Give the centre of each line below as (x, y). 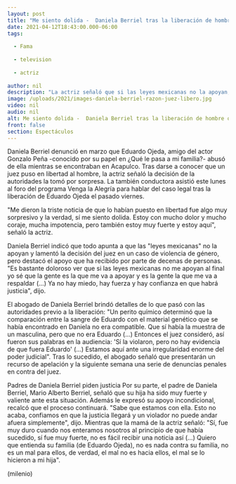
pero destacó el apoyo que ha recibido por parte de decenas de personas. (115, 261)
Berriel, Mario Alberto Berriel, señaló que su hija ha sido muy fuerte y (107, 393)
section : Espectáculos (40, 132)
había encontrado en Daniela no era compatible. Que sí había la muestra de (116, 327)
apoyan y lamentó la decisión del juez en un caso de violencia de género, (113, 253)
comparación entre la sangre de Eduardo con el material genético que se (113, 319)
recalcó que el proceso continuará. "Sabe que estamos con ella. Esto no (112, 408)
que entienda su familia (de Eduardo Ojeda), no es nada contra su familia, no (118, 445)
